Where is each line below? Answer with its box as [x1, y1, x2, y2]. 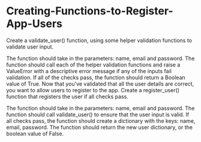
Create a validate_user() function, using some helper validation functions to [6, 37, 192, 44]
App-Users [6, 17, 63, 31]
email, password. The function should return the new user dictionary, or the [6, 123, 193, 131]
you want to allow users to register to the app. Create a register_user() [6, 86, 180, 93]
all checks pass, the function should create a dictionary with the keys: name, [6, 117, 196, 124]
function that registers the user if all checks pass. [6, 93, 129, 100]
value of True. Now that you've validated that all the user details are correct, [6, 80, 194, 87]
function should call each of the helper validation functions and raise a [6, 61, 181, 68]
